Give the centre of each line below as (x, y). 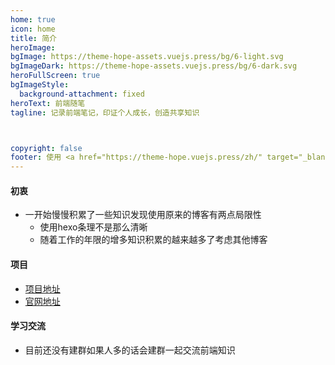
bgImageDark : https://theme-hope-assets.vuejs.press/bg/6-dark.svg (154, 66)
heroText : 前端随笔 (48, 103)
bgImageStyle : (40, 85)
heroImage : (33, 47)
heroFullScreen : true (55, 76)
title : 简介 (33, 38)
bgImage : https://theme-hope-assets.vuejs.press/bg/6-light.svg (147, 57)
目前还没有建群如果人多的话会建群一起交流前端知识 (130, 350)
